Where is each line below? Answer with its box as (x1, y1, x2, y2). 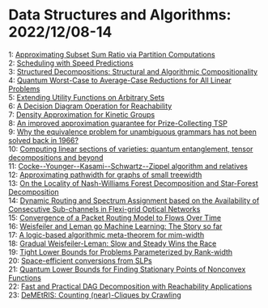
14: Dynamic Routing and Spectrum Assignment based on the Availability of (8, 196, 260, 205)
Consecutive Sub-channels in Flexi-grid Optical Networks (8, 204, 201, 213)
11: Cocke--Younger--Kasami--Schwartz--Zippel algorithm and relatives (8, 161, 249, 171)
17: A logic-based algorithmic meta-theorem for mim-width (8, 230, 205, 239)
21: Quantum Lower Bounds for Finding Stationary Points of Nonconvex (8, 264, 246, 274)
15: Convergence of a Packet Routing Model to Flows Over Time (8, 213, 221, 222)
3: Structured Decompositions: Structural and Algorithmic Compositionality (8, 66, 257, 76)
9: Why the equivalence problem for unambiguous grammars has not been (8, 127, 257, 137)
